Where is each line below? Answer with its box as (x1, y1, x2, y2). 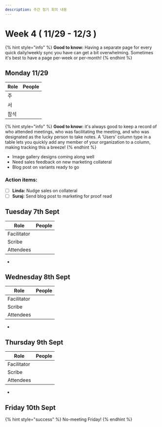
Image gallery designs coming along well (12, 154, 95, 160)
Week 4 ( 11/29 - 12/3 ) (5, 28, 97, 39)
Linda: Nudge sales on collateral (12, 188, 78, 193)
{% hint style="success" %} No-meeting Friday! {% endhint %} (5, 416, 133, 423)
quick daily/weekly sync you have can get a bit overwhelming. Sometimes (5, 49, 154, 55)
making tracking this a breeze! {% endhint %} (5, 145, 97, 150)
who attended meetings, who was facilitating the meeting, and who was (5, 129, 150, 135)
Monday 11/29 (5, 69, 49, 77)
